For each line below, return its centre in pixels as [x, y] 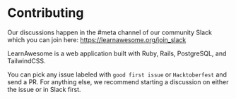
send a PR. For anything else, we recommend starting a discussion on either [118, 81]
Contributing [46, 13]
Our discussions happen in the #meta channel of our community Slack [110, 32]
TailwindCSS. [26, 60]
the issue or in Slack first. [44, 89]
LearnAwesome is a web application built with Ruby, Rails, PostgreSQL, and [117, 53]
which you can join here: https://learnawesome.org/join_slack [97, 39]
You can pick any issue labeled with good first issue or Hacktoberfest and [117, 74]
